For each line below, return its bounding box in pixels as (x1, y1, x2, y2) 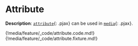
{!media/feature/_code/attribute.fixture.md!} (5, 35, 98, 41)
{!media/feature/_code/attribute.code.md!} (5, 30, 95, 36)
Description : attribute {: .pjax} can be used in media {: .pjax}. (5, 20, 133, 26)
